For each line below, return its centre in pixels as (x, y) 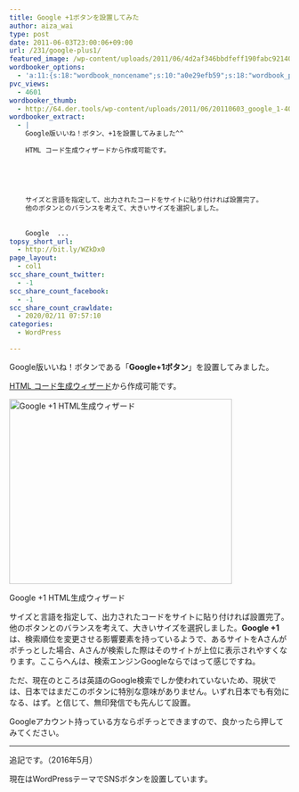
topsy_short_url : (41, 242)
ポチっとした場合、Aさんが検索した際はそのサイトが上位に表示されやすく (145, 650)
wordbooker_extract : (48, 117)
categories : (31, 325)
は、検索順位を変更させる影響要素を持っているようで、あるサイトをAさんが (148, 639)
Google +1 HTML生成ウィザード (68, 598)
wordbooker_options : (48, 68)
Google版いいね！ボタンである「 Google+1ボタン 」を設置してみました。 (141, 367)
